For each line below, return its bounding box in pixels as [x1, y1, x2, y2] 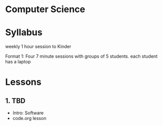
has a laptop [5, 59, 31, 65]
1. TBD [5, 96, 26, 105]
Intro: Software [12, 110, 44, 116]
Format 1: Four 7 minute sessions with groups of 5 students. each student [5, 53, 158, 59]
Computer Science [5, 4, 85, 15]
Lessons [5, 76, 42, 88]
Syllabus [5, 27, 43, 38]
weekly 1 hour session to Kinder [5, 44, 72, 50]
